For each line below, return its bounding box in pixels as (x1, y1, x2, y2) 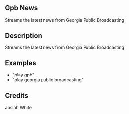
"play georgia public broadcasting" (12, 77, 84, 83)
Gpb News (5, 4, 38, 12)
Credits (5, 91, 29, 100)
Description (5, 32, 42, 40)
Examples (5, 59, 36, 67)
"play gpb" (12, 72, 35, 78)
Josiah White (5, 105, 32, 111)
